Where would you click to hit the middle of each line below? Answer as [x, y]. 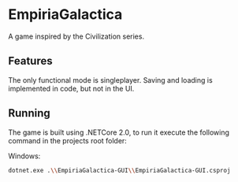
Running [30, 113]
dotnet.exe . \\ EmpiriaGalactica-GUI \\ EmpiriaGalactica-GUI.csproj [119, 170]
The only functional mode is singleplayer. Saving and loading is [110, 80]
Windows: [24, 156]
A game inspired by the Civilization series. [76, 36]
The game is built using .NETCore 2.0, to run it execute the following [119, 132]
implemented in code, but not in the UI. [71, 88]
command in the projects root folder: [68, 140]
